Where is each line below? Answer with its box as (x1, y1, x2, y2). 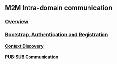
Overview (5, 18, 29, 25)
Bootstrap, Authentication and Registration (5, 31, 108, 38)
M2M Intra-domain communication (5, 4, 113, 12)
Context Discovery (5, 43, 44, 49)
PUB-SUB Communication (5, 54, 58, 60)
